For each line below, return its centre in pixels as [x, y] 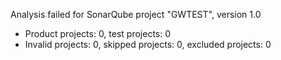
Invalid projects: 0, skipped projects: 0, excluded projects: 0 [148, 44]
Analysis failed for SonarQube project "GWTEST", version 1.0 [136, 14]
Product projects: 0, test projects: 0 [98, 33]
